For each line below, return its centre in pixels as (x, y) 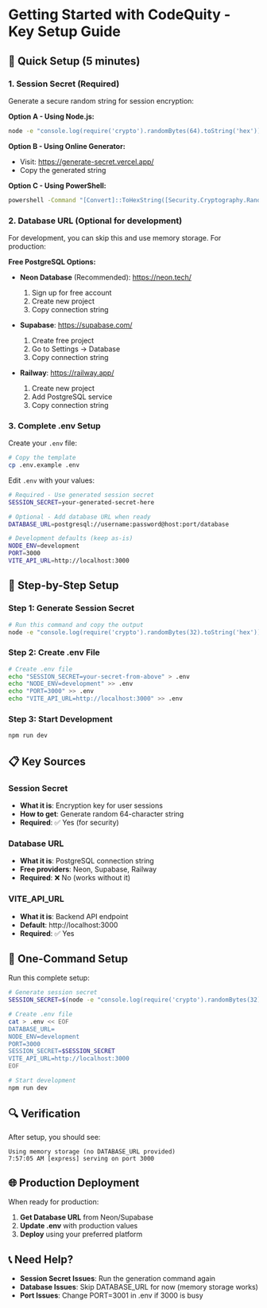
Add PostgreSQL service (72, 397)
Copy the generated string (63, 170)
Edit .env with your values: (52, 480)
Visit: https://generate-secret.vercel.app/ (87, 162)
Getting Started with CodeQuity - (120, 15)
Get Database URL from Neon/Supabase (86, 1217)
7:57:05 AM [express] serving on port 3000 (81, 1158)
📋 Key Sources (47, 761)
